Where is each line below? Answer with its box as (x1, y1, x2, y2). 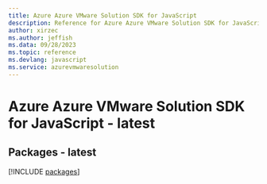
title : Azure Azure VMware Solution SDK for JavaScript (8, 11, 197, 20)
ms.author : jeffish (8, 33, 73, 42)
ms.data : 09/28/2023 (8, 41, 77, 49)
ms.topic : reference (8, 48, 77, 56)
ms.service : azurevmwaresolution (8, 63, 119, 71)
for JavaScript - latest (8, 114, 156, 132)
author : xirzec (8, 26, 59, 34)
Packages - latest (8, 146, 97, 159)
